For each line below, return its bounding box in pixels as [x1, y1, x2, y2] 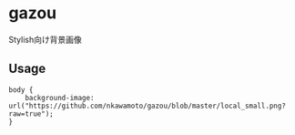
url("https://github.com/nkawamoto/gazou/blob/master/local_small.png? [8, 101, 286, 110]
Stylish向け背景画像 [8, 34, 83, 45]
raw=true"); [8, 109, 54, 119]
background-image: [25, 93, 95, 102]
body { [8, 85, 34, 94]
